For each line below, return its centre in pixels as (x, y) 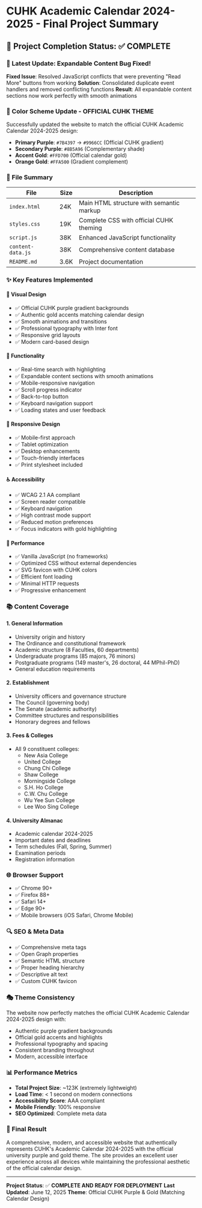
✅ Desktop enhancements (47, 451)
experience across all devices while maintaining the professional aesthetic (98, 1162)
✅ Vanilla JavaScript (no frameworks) (61, 557)
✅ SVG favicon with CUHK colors (56, 570)
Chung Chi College (47, 768)
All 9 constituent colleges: (47, 748)
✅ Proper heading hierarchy (50, 967)
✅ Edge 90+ (30, 908)
